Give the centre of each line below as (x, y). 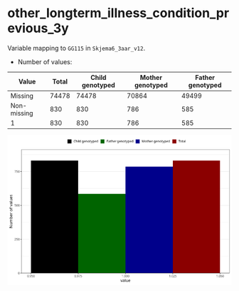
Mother (151, 78)
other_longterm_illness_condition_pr (118, 13)
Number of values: (45, 61)
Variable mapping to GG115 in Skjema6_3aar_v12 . (76, 48)
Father (205, 78)
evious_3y (38, 28)
